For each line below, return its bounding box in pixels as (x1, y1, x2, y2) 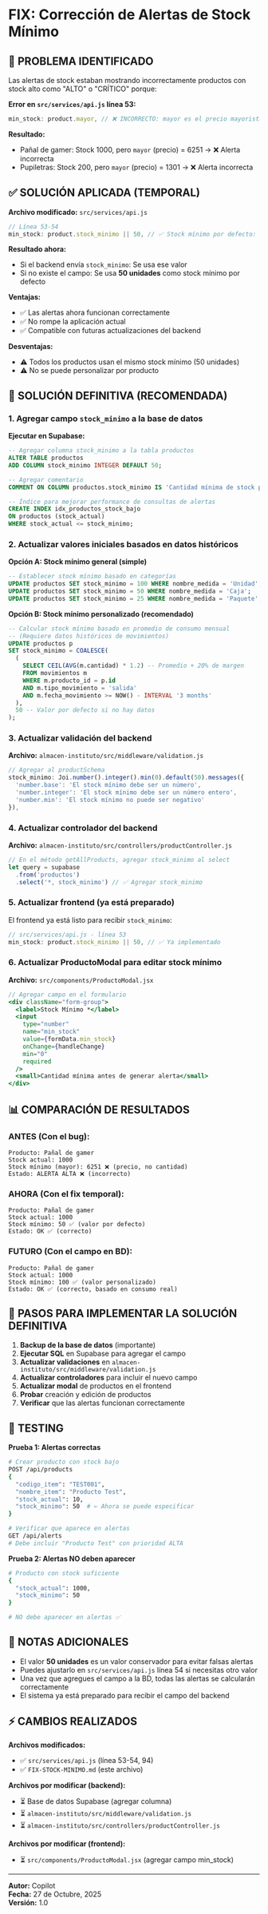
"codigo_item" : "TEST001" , (15, 1480, 105, 1488)
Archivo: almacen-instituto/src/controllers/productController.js (8, 840, 233, 850)
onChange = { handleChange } (22, 1042, 105, 1050)
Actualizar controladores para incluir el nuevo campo (19, 1372, 198, 1383)
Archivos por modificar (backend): (8, 1780, 126, 1790)
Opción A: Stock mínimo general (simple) (8, 557, 148, 566)
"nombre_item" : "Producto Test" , (15, 1487, 127, 1495)
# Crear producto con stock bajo (8, 1458, 120, 1467)
